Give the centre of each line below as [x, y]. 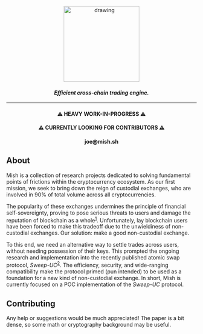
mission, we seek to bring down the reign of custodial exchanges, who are [99, 188]
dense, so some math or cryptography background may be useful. [89, 324]
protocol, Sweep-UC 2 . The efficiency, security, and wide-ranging [87, 265]
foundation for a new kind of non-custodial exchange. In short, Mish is [94, 278]
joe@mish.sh [101, 141]
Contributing [31, 303]
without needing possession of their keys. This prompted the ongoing [93, 251]
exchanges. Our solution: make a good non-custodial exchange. [110, 233]
